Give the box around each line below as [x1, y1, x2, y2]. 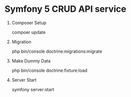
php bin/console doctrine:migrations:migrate [11, 48, 102, 54]
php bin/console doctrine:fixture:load [11, 67, 88, 73]
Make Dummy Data [11, 58, 51, 64]
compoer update [11, 29, 46, 35]
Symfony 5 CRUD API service [4, 3, 127, 15]
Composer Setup [11, 20, 46, 26]
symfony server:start [11, 86, 55, 92]
